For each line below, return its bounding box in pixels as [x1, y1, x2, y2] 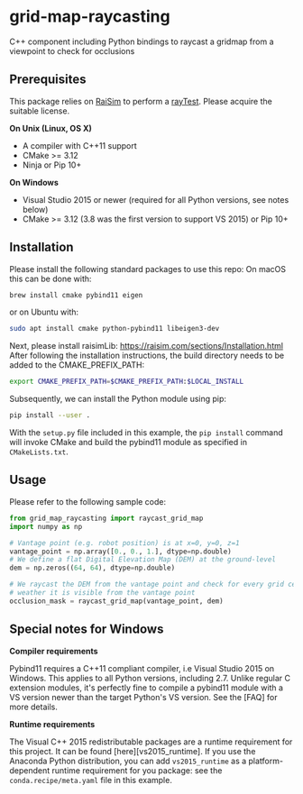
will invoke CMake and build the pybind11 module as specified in [9, 437, 248, 448]
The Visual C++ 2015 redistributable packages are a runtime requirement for [9, 736, 293, 747]
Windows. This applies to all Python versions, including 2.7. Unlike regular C [9, 672, 291, 683]
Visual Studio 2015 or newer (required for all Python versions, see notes [22, 194, 289, 205]
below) [22, 204, 49, 214]
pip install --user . [9, 411, 91, 420]
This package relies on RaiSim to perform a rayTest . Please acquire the [9, 96, 272, 106]
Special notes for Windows [9, 622, 164, 637]
